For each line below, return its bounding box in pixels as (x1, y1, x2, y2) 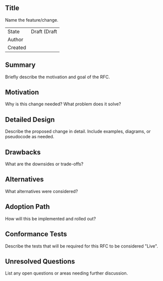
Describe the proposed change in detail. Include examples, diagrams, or (5, 128, 151, 134)
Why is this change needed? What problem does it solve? (5, 101, 121, 107)
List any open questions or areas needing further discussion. (5, 270, 128, 276)
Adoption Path (5, 203, 50, 211)
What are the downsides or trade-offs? (5, 161, 83, 167)
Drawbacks (5, 148, 41, 156)
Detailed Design (5, 115, 55, 124)
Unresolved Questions (5, 257, 75, 265)
